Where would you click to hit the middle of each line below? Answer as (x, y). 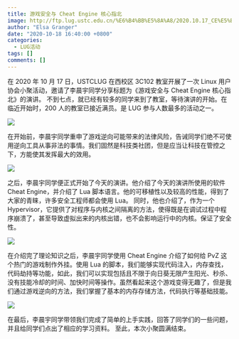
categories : (25, 41)
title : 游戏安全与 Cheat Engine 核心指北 (65, 14)
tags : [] (20, 54)
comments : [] (27, 60)
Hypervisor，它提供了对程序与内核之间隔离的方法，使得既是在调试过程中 (114, 209)
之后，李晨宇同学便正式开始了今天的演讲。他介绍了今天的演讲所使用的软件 (116, 183)
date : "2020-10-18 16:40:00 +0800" (60, 34)
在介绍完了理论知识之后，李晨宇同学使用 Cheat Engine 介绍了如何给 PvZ (113, 255)
